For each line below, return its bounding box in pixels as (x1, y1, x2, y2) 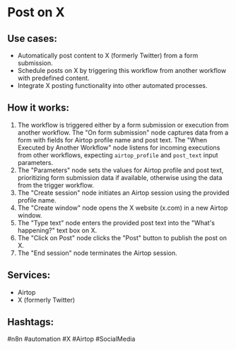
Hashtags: (7, 316, 54, 328)
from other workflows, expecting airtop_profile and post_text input (17, 150, 218, 159)
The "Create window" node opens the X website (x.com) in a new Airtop (17, 203, 228, 212)
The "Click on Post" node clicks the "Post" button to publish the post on (17, 233, 228, 242)
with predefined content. (17, 74, 90, 82)
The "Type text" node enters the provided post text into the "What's (17, 218, 216, 227)
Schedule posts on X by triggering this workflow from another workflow (17, 67, 227, 74)
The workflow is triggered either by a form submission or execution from (17, 120, 230, 129)
